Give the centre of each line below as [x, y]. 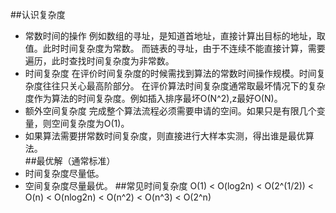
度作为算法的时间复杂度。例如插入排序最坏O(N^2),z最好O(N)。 [153, 98]
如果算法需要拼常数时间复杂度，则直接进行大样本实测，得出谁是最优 [165, 136]
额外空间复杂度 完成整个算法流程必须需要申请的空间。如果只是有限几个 [170, 111]
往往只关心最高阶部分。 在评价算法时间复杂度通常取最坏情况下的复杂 [184, 86]
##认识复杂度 [38, 14]
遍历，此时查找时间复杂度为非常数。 [99, 61]
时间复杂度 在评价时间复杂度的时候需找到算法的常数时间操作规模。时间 [170, 73]
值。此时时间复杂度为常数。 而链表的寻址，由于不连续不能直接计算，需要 [175, 48]
